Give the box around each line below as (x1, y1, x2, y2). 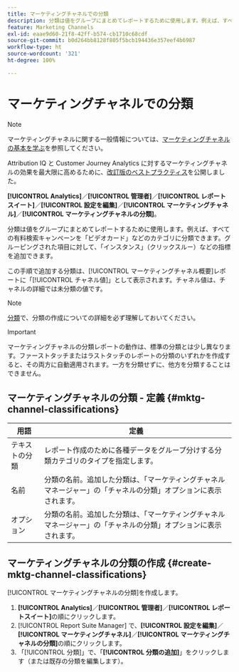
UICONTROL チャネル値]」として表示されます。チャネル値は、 (36, 275, 220, 284)
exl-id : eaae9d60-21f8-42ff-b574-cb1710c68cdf (7, 30, 148, 38)
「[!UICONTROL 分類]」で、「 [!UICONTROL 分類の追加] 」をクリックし (17, 648, 223, 656)
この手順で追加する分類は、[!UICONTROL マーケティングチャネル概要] (7, 267, 214, 275)
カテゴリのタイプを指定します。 (51, 455, 158, 465)
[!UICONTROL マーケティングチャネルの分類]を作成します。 (7, 589, 182, 597)
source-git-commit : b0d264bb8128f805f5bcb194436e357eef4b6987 (7, 37, 196, 44)
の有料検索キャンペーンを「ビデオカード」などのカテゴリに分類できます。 (7, 233, 225, 242)
